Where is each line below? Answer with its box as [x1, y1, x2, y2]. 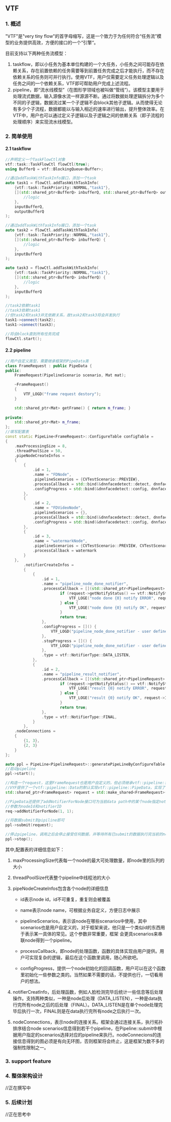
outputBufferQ [14, 209, 44, 214]
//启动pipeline [5, 766, 36, 771]
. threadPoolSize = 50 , [14, 448, 63, 453]
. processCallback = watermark [32, 548, 97, 554]
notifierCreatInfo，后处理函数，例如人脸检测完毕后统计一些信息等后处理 [12, 989, 163, 995]
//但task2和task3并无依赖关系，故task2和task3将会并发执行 [5, 313, 120, 318]
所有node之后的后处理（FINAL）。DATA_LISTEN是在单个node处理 [21, 1001, 159, 1007]
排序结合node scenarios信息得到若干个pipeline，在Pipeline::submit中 [12, 1025, 158, 1032]
